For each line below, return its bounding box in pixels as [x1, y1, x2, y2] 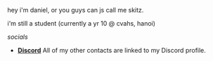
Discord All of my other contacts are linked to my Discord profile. [17, 46, 206, 54]
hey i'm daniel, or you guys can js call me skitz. [7, 6, 144, 14]
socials [7, 33, 28, 41]
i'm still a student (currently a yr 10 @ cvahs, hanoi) [7, 19, 156, 27]
